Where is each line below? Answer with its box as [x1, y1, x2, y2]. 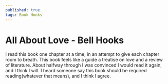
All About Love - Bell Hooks [5, 34, 124, 46]
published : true [5, 7, 40, 13]
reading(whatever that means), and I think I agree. [5, 73, 111, 79]
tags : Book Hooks [5, 12, 43, 17]
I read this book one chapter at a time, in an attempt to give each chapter [5, 51, 160, 57]
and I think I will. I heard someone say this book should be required [5, 68, 147, 74]
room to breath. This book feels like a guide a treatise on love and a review [5, 57, 163, 63]
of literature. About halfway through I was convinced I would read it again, [5, 62, 162, 68]
